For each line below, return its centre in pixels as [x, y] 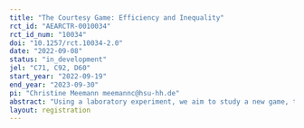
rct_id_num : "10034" [48, 34]
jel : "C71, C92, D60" [50, 69]
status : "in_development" [58, 59]
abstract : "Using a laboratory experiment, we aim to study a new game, [149, 101]
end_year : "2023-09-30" [54, 85]
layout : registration [50, 110]
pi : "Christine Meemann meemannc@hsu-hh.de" [95, 93]
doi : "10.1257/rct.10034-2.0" [66, 43]
